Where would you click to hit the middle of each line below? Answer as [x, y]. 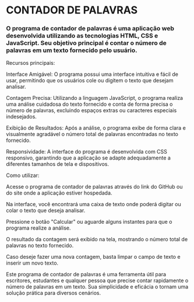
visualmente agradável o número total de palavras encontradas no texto [92, 134]
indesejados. [21, 117]
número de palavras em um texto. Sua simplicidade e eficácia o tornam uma [97, 287]
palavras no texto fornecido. [40, 245]
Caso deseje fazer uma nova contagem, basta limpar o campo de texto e [93, 257]
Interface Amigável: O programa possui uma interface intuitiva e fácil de [92, 74]
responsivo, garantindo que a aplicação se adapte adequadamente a [88, 158]
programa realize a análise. [38, 228]
